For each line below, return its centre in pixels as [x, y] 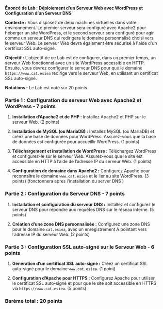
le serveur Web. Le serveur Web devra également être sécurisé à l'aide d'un [81, 43]
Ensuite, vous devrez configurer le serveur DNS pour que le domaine [74, 68]
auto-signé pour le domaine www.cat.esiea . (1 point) [64, 268]
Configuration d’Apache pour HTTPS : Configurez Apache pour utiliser [83, 278]
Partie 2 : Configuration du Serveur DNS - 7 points [65, 194]
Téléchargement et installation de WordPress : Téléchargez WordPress [84, 151]
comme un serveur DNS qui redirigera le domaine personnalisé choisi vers [79, 38]
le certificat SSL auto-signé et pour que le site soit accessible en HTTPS [84, 283]
